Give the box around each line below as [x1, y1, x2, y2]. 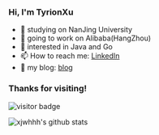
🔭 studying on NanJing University [19, 25, 132, 35]
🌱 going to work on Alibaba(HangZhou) [19, 33, 152, 43]
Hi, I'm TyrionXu [8, 6, 74, 18]
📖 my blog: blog [19, 63, 73, 73]
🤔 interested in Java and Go [19, 42, 114, 52]
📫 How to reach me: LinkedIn [19, 51, 120, 61]
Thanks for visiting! [8, 83, 88, 95]
